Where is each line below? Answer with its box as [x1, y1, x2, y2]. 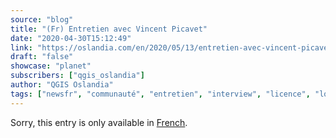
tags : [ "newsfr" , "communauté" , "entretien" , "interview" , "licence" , [10, 89, 311, 99]
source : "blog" [10, 14, 74, 25]
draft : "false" [10, 52, 74, 62]
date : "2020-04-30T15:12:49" [10, 33, 132, 43]
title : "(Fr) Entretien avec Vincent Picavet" [10, 24, 208, 34]
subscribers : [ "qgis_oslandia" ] [10, 71, 145, 81]
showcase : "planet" [10, 61, 92, 71]
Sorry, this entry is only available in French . [10, 116, 188, 128]
